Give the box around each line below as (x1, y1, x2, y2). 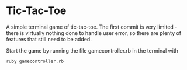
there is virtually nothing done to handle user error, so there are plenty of (6, 29, 182, 36)
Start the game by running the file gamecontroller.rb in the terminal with (6, 47, 179, 54)
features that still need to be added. (6, 36, 92, 43)
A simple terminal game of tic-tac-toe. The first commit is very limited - (6, 23, 178, 30)
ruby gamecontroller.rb (6, 58, 64, 64)
